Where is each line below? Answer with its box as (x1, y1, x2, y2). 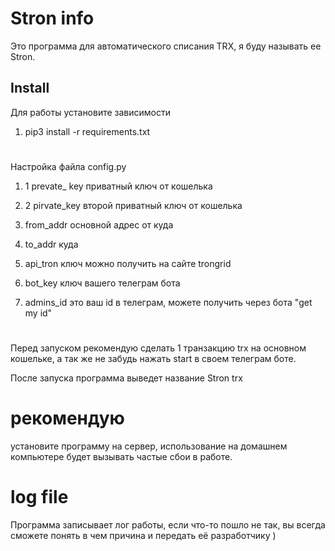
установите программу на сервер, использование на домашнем (10, 440, 288, 452)
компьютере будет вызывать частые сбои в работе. (10, 451, 233, 463)
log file (10, 486, 69, 509)
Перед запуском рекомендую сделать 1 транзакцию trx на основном (10, 342, 307, 354)
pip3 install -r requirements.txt (24, 125, 151, 137)
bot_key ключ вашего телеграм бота (24, 277, 181, 289)
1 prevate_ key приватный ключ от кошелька (24, 180, 213, 192)
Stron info (10, 7, 95, 30)
